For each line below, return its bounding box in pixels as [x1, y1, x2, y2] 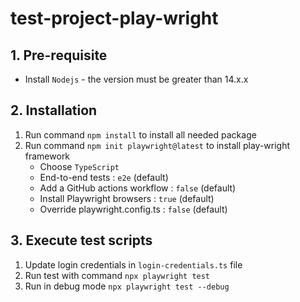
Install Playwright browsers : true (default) [39, 192, 215, 204]
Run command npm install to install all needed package [24, 128, 257, 141]
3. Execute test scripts [10, 232, 153, 249]
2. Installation [10, 102, 98, 119]
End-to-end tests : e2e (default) [39, 171, 169, 183]
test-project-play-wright [10, 7, 219, 30]
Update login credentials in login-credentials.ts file [24, 258, 243, 271]
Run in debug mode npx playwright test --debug [24, 280, 230, 292]
